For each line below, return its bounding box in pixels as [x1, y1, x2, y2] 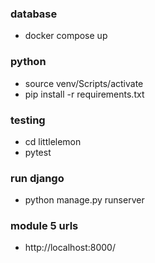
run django [10, 171, 65, 185]
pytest [24, 146, 52, 158]
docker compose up [24, 30, 108, 42]
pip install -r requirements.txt [24, 88, 145, 100]
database [10, 7, 58, 21]
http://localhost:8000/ [24, 242, 116, 254]
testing [10, 113, 46, 127]
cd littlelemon [24, 135, 82, 147]
